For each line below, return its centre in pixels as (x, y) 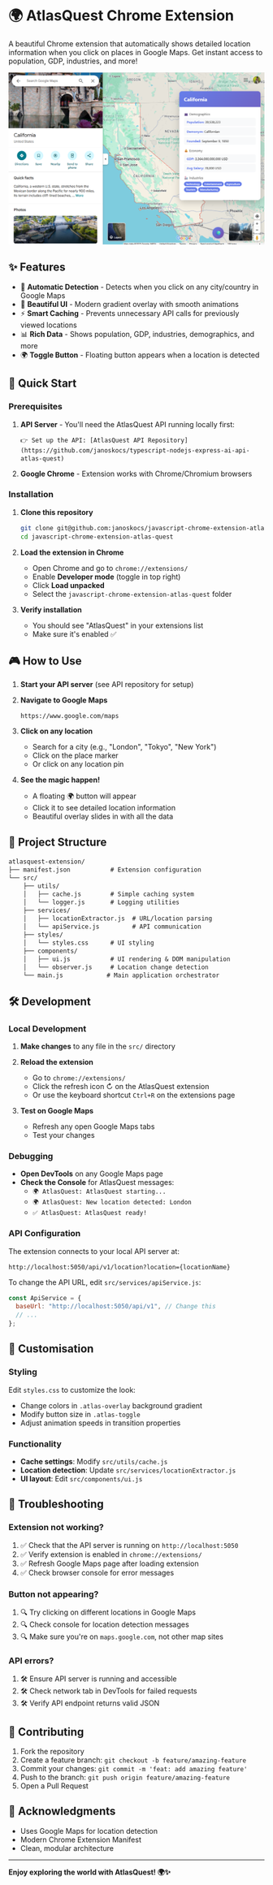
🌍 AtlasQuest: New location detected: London (112, 1203)
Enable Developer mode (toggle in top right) (106, 577)
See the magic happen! (60, 780)
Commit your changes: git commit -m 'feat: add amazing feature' (134, 1769)
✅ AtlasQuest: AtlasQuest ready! (90, 1213)
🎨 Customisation (51, 1349)
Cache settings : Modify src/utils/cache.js (94, 1461)
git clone (37, 528)
